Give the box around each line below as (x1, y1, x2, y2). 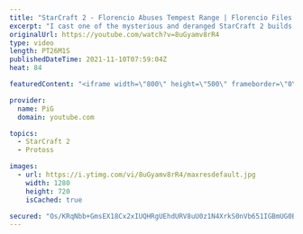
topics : (9, 129, 39, 138)
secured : (9, 211, 42, 220)
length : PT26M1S (9, 47, 70, 56)
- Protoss (17, 146, 54, 155)
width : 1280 (25, 178, 70, 187)
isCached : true (25, 195, 83, 204)
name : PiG (17, 104, 54, 113)
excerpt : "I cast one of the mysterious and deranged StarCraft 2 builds (9, 22, 293, 31)
